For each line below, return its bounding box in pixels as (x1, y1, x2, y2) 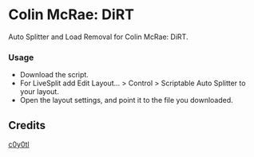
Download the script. (19, 70, 89, 80)
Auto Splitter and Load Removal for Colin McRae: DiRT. (8, 32, 189, 41)
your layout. (19, 87, 60, 96)
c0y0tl (8, 139, 30, 149)
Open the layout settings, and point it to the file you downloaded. (19, 96, 233, 105)
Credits (8, 118, 46, 132)
